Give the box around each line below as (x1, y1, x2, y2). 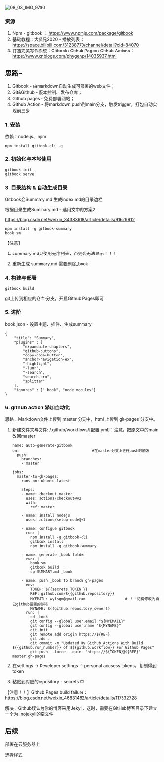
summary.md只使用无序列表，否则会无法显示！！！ (12, 251, 117, 256)
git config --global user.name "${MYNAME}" (30, 623, 121, 628)
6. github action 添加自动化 (5, 404, 70, 411)
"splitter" (23, 379, 45, 384)
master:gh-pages (12, 654, 46, 659)
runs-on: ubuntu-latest (21, 478, 70, 483)
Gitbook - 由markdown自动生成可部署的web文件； (12, 83, 115, 89)
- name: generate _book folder (21, 552, 86, 557)
